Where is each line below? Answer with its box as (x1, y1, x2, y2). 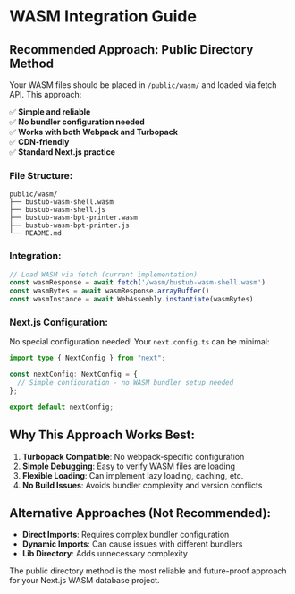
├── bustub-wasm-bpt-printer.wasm (9, 213, 139, 223)
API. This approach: (9, 89, 82, 99)
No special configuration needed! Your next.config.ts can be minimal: (9, 336, 270, 347)
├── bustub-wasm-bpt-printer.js (9, 221, 130, 230)
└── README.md (9, 229, 63, 238)
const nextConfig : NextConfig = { (9, 369, 139, 379)
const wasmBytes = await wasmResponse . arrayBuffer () (9, 286, 210, 296)
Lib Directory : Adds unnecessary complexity (21, 548, 188, 559)
